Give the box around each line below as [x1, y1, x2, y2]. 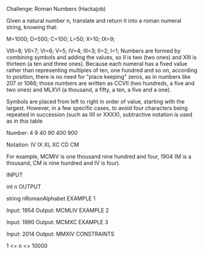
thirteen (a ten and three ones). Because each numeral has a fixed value [6, 60, 188, 67]
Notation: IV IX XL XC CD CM [6, 141, 79, 148]
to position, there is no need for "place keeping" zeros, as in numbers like [6, 73, 191, 80]
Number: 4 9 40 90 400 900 [6, 129, 78, 136]
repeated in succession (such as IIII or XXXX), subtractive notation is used [6, 111, 193, 118]
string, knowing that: [6, 24, 58, 31]
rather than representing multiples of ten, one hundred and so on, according [6, 67, 198, 74]
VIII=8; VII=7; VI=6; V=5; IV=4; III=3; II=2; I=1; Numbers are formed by [6, 47, 181, 54]
